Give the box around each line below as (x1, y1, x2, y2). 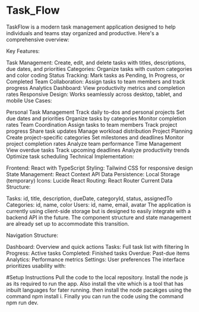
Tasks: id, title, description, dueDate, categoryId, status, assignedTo (6, 195, 173, 202)
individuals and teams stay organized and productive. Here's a (6, 29, 159, 36)
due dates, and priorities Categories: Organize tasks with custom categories (6, 65, 192, 72)
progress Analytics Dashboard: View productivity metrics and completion (6, 84, 185, 91)
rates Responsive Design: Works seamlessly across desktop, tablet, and (6, 91, 182, 98)
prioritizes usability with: (6, 262, 67, 269)
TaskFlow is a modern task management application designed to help (6, 23, 176, 30)
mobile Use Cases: (6, 96, 52, 104)
